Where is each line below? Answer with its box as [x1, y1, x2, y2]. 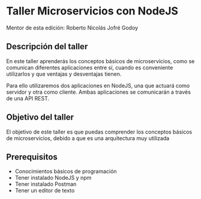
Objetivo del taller [6, 112, 74, 123]
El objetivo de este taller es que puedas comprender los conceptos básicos [6, 128, 193, 135]
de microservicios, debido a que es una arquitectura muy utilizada [6, 134, 170, 142]
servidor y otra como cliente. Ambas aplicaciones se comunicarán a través [6, 88, 191, 96]
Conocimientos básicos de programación [14, 168, 117, 175]
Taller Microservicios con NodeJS [6, 4, 179, 18]
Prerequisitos [6, 152, 58, 162]
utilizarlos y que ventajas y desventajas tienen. [6, 70, 122, 78]
